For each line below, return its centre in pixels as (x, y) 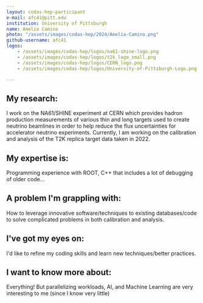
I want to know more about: (59, 272)
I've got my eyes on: (45, 239)
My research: (32, 98)
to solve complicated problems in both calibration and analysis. (85, 219)
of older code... (26, 179)
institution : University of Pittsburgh (57, 23)
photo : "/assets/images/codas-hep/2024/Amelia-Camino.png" (83, 35)
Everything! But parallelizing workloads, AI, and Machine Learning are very (100, 287)
